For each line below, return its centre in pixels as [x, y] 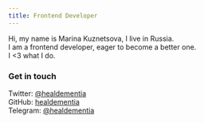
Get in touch [33, 76]
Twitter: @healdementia [47, 93]
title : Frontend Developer [53, 16]
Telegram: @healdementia [51, 110]
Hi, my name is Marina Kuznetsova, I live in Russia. [91, 38]
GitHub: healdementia [44, 101]
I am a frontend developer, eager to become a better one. [102, 47]
